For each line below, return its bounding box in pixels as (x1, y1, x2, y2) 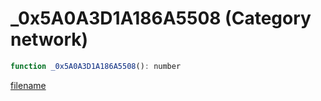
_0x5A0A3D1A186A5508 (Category (10, 7, 312, 30)
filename (10, 79, 47, 91)
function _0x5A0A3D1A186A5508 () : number (10, 61, 182, 71)
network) (10, 28, 89, 51)
